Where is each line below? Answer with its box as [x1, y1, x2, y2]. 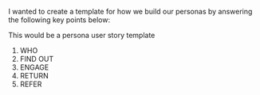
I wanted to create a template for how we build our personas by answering [8, 7, 253, 16]
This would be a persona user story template [8, 31, 156, 40]
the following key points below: [8, 15, 110, 25]
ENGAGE [19, 63, 49, 72]
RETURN [19, 71, 49, 80]
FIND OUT [19, 55, 54, 63]
